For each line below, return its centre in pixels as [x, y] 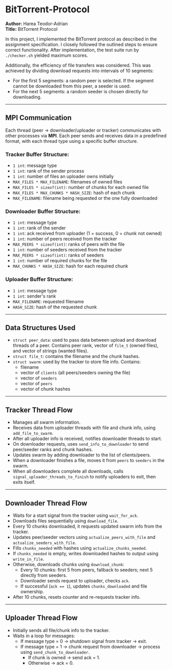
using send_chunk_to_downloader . [55, 652]
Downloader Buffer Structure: [43, 211]
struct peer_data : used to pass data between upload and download [84, 340]
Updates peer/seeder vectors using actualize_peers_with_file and [84, 537]
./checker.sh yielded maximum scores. [47, 55]
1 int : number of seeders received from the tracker [67, 250]
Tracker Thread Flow [39, 410]
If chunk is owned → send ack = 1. [64, 657]
